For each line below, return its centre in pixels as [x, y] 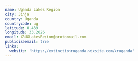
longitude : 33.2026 [25, 32]
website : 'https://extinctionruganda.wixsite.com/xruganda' [72, 51]
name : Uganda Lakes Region [33, 10]
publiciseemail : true [27, 42]
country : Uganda [22, 19]
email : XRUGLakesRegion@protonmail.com [46, 37]
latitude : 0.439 [22, 28]
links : [12, 46]
